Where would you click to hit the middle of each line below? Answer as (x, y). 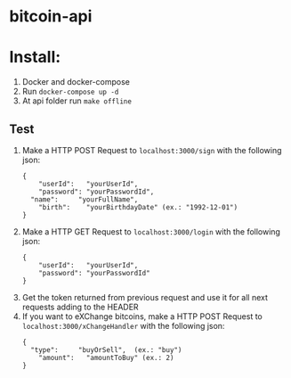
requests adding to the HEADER (81, 307)
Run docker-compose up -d (70, 92)
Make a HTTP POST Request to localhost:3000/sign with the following (152, 150)
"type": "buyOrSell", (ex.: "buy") (106, 349)
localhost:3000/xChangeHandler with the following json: (123, 325)
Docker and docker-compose (76, 82)
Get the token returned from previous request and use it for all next (145, 297)
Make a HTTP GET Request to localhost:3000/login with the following (151, 231)
